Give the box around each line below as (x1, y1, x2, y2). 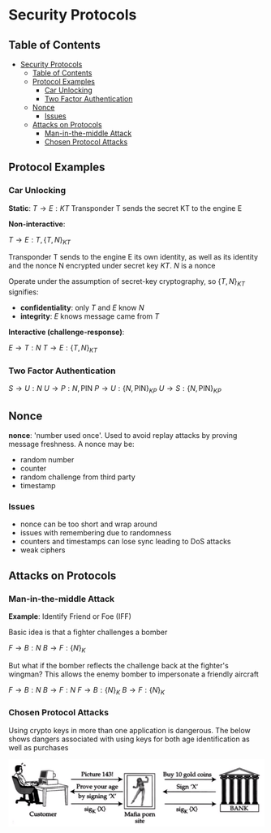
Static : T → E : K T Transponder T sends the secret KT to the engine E (8, 203, 243, 213)
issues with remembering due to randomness (19, 528, 172, 538)
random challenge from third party (19, 472, 135, 482)
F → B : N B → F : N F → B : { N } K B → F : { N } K (8, 685, 165, 697)
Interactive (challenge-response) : (8, 327, 125, 337)
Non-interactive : (8, 219, 66, 229)
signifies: (8, 287, 39, 297)
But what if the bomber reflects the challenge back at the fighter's (8, 660, 229, 670)
